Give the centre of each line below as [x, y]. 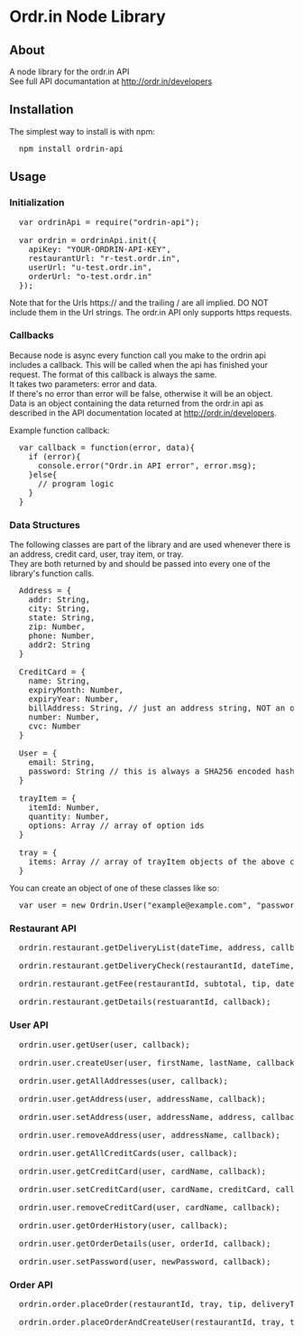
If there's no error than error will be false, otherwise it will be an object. [141, 393]
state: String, [62, 618]
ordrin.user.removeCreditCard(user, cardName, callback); [150, 1207]
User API [29, 1025]
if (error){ [55, 456]
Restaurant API [43, 928]
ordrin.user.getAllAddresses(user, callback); [123, 1081]
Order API [31, 1284]
